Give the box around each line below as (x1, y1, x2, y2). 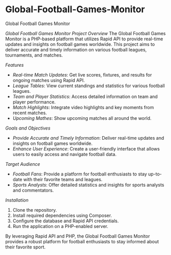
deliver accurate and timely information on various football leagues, (5, 46, 147, 53)
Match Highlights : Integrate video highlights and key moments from (12, 104, 154, 110)
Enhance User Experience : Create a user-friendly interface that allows (12, 145, 160, 151)
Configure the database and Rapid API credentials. (12, 218, 119, 224)
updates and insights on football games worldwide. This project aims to (5, 41, 155, 47)
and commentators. (12, 187, 54, 193)
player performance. (12, 98, 56, 105)
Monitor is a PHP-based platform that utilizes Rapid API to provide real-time (5, 36, 163, 42)
